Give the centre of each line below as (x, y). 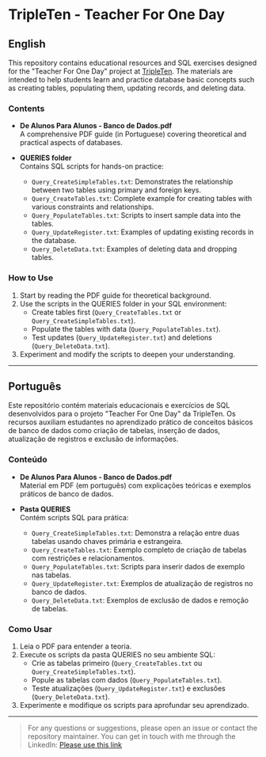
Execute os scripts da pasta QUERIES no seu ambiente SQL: (118, 654)
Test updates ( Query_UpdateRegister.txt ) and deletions (122, 337)
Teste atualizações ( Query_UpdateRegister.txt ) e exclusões (128, 688)
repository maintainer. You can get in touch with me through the (131, 736)
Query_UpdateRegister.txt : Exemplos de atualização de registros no (142, 583)
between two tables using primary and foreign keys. (116, 190)
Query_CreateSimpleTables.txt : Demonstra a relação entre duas (135, 533)
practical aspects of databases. (71, 143)
